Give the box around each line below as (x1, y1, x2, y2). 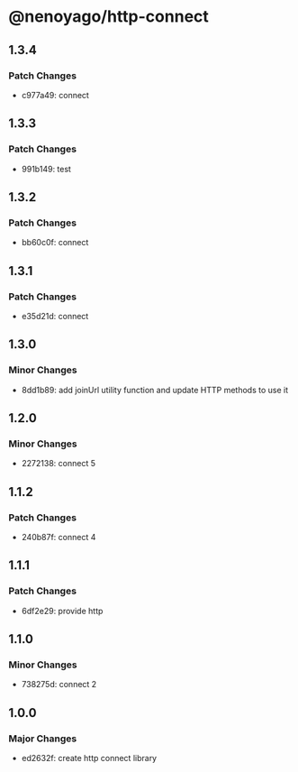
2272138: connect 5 (21, 458, 96, 469)
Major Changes (8, 732, 77, 745)
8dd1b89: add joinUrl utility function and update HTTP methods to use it (21, 384, 289, 395)
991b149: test (21, 163, 71, 174)
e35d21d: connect (21, 310, 89, 321)
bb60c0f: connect (21, 237, 89, 248)
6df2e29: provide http (21, 605, 104, 616)
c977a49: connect (21, 89, 89, 100)
